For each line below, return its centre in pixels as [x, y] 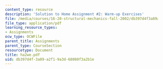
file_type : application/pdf [33, 23]
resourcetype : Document [29, 50]
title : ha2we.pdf [23, 55]
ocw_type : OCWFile [24, 37]
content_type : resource [29, 9]
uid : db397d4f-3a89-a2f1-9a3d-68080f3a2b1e [50, 59]
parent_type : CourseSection [33, 46]
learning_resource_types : [31, 28]
